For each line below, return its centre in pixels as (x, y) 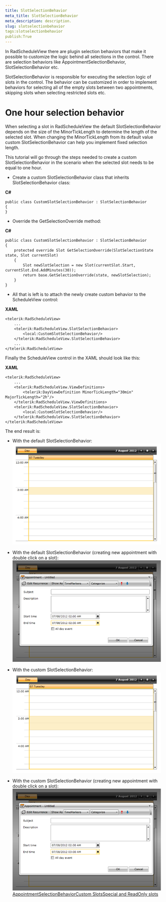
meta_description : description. (38, 21)
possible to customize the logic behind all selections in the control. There (80, 57)
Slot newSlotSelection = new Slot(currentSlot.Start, (79, 265)
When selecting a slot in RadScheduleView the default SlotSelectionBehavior (83, 126)
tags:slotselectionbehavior (34, 32)
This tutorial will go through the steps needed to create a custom (71, 157)
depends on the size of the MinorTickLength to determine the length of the (81, 132)
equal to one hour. (24, 168)
